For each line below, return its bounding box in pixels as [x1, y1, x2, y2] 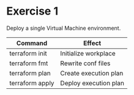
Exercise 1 [6, 4, 59, 18]
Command [16, 38, 48, 47]
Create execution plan [60, 69, 124, 77]
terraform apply [9, 79, 54, 87]
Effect [83, 38, 102, 47]
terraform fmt [9, 59, 48, 68]
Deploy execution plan [60, 79, 124, 87]
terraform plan [9, 69, 51, 77]
